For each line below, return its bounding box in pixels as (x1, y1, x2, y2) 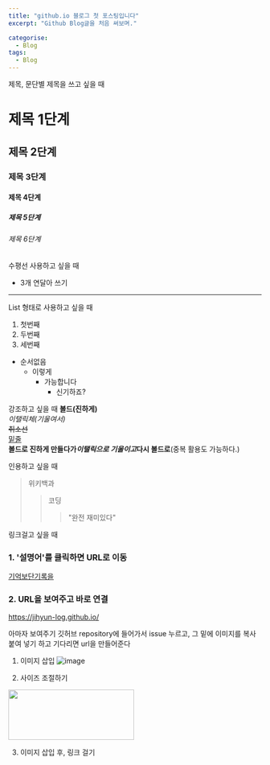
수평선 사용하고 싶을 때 (8, 261, 80, 270)
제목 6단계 (8, 234, 42, 244)
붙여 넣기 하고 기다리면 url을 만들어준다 (8, 639, 131, 648)
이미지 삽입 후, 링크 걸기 (19, 747, 96, 757)
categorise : (8, 34, 48, 42)
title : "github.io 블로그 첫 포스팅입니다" (8, 11, 139, 20)
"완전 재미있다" (67, 512, 117, 522)
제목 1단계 (8, 110, 70, 129)
